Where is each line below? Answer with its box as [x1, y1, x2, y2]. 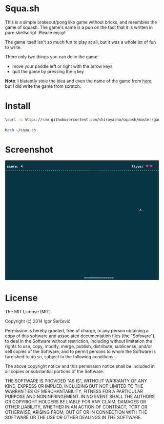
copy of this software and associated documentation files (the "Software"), [5, 333, 156, 339]
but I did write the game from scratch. [5, 83, 82, 89]
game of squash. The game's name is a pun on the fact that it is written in [5, 24, 153, 30]
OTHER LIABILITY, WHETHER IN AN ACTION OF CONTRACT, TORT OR [5, 404, 147, 410]
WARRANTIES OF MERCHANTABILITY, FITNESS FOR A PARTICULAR [5, 388, 143, 395]
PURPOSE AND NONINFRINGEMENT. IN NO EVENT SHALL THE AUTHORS [5, 394, 155, 399]
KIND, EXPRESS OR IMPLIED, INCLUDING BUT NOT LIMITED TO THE [5, 383, 143, 389]
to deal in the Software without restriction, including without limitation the [5, 338, 152, 344]
